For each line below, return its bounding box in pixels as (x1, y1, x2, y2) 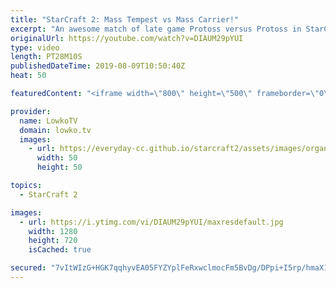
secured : (10, 263, 47, 273)
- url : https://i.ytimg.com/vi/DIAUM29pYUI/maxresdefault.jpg (19, 217, 284, 227)
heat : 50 (10, 71, 47, 81)
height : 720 (28, 236, 78, 246)
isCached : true (28, 245, 92, 255)
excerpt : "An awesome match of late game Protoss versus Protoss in (10, 24, 302, 34)
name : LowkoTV (19, 116, 78, 126)
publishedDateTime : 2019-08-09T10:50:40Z (10, 61, 186, 71)
